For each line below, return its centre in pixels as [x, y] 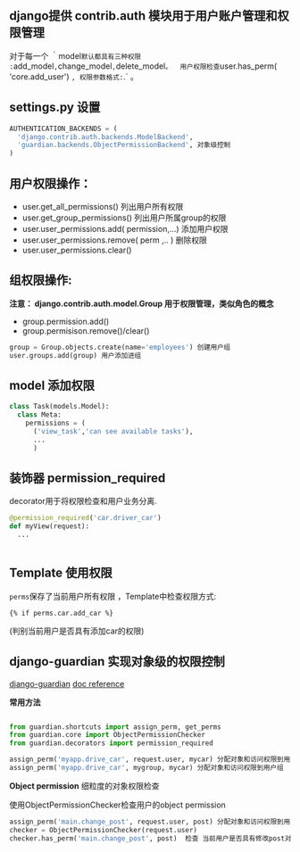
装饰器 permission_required [87, 478]
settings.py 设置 [55, 108]
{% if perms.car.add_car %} [62, 613]
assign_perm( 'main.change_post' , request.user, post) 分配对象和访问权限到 [146, 822]
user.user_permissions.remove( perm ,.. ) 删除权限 [115, 240]
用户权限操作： [50, 183]
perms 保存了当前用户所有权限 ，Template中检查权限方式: [113, 596]
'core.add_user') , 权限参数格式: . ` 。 [74, 76]
